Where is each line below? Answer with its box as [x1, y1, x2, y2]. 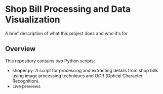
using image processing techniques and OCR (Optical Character [12, 73, 143, 79]
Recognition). [12, 78, 40, 84]
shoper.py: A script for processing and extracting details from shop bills [12, 67, 159, 73]
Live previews [12, 83, 41, 89]
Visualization [5, 14, 60, 25]
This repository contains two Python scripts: [5, 58, 95, 64]
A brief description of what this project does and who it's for [5, 30, 128, 36]
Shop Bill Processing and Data [5, 3, 131, 15]
